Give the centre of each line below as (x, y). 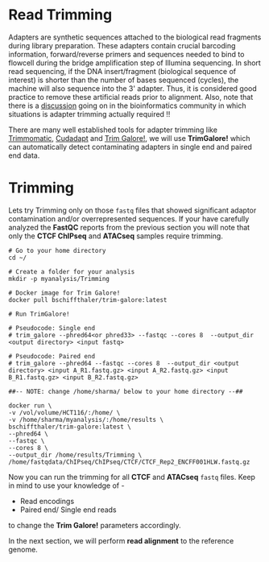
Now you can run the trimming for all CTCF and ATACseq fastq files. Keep (132, 477)
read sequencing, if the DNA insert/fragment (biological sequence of (122, 71)
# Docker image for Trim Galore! (64, 293)
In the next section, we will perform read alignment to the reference (121, 540)
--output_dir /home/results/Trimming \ (75, 455)
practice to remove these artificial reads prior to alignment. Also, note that (131, 97)
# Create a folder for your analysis (72, 271)
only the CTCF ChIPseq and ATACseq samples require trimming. (116, 236)
